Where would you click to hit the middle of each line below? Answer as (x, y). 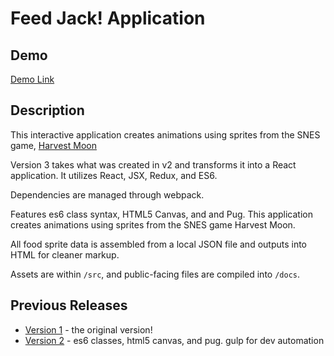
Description (47, 110)
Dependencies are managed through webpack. (107, 194)
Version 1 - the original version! (88, 329)
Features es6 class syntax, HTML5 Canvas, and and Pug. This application (161, 214)
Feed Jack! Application (108, 18)
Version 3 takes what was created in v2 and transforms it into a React (153, 164)
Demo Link (32, 79)
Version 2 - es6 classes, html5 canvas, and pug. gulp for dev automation (174, 340)
